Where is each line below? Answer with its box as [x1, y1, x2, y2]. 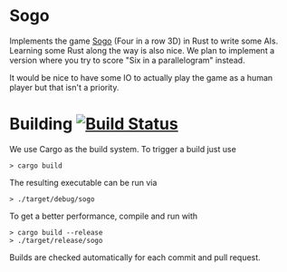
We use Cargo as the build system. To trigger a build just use [9, 143, 237, 154]
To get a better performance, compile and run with [9, 210, 198, 221]
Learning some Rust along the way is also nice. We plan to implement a [9, 44, 275, 55]
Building [9, 114, 73, 134]
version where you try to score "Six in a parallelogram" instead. [9, 54, 246, 65]
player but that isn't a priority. [9, 82, 120, 92]
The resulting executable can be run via [9, 177, 158, 188]
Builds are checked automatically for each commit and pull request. [9, 251, 261, 263]
